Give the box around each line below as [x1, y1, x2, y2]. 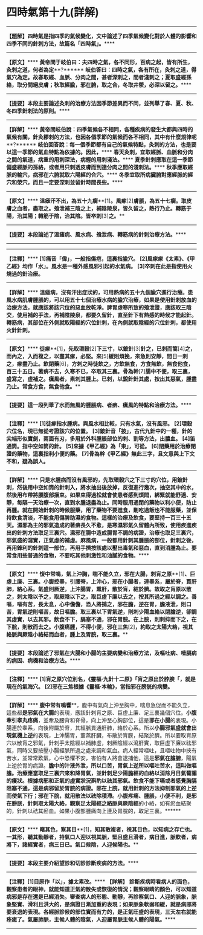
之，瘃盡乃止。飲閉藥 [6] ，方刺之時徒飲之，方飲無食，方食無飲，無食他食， [6, 360, 193, 367]
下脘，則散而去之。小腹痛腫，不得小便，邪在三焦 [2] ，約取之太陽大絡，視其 [6, 623, 193, 630]
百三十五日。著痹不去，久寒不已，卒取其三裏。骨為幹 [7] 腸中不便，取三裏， [6, 367, 193, 375]
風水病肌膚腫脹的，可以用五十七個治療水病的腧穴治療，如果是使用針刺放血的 [6, 296, 197, 303]
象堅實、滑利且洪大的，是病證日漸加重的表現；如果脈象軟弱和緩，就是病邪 [6, 901, 192, 908]
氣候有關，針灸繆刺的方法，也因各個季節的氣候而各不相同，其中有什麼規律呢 [6, 133, 197, 140]
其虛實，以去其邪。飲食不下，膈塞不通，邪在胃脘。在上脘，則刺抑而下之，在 [6, 615, 197, 623]
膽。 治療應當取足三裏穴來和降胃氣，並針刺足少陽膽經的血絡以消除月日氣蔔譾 [6, 769, 197, 777]
